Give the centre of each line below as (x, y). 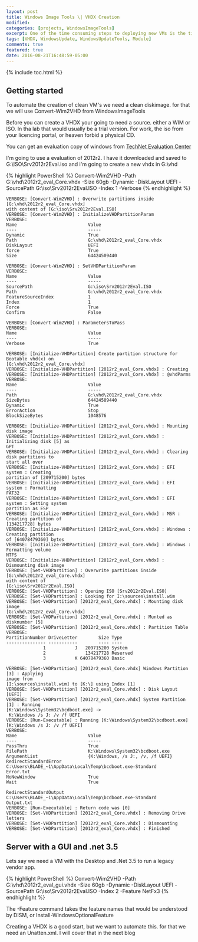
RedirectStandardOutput (35, 793)
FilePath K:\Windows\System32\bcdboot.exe (88, 751)
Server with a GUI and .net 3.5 (62, 847)
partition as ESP (27, 509)
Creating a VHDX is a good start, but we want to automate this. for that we (96, 927)
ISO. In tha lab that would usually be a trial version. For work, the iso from (95, 129)
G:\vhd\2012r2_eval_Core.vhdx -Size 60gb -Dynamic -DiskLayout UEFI (92, 182)
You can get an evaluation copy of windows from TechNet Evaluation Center (99, 147)
